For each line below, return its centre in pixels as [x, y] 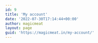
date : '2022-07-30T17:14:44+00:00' [42, 19]
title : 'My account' [27, 14]
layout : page [19, 28]
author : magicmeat [24, 23]
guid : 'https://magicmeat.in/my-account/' [50, 33]
